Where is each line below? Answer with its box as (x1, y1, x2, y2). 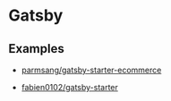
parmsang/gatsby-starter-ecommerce (21, 64, 162, 75)
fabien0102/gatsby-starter (21, 82, 118, 92)
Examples (8, 41, 64, 56)
